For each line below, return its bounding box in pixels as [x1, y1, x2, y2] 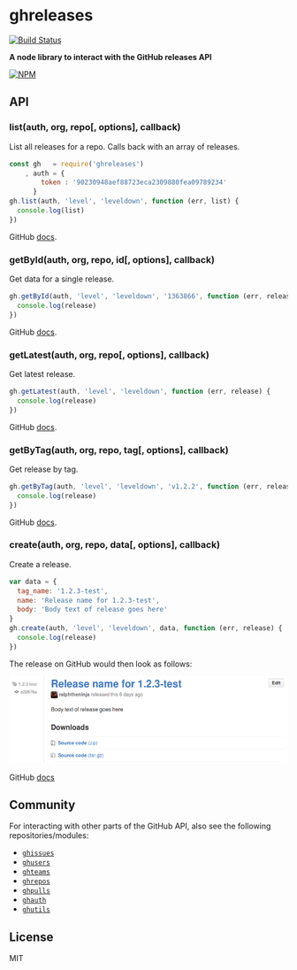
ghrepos [21, 877, 50, 886]
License [9, 929, 54, 944]
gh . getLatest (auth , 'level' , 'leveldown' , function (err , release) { [9, 387, 271, 396]
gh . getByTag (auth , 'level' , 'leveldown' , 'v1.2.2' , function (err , [9, 481, 263, 491]
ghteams [21, 868, 50, 877]
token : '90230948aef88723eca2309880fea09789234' [41, 178, 227, 187]
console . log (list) [17, 206, 86, 215]
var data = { [9, 577, 57, 586]
